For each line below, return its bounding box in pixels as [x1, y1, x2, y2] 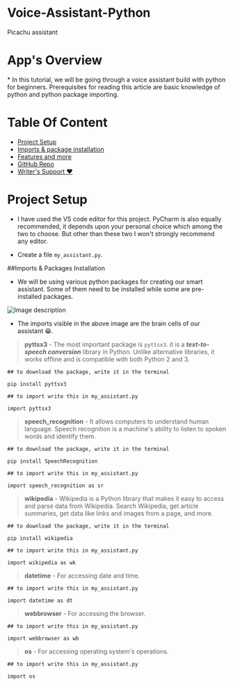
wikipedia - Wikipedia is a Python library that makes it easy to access [24, 494, 225, 502]
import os [7, 672, 36, 680]
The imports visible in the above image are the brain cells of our [17, 319, 200, 327]
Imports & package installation [17, 145, 104, 153]
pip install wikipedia [7, 534, 73, 541]
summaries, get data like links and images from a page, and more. [24, 509, 214, 517]
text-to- [186, 340, 210, 348]
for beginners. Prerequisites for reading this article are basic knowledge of [7, 82, 220, 91]
